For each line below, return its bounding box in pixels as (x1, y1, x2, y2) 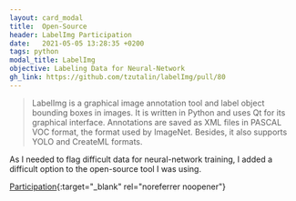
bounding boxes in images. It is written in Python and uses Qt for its (31, 106, 286, 118)
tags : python (9, 47, 59, 56)
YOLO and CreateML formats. (31, 136, 143, 146)
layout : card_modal (9, 13, 84, 23)
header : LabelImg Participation (9, 30, 132, 39)
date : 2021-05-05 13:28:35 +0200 (9, 38, 145, 48)
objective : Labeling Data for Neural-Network (9, 65, 185, 74)
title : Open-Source (9, 22, 88, 31)
